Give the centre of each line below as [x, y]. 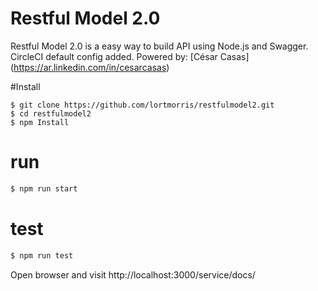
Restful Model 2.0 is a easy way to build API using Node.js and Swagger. [159, 46]
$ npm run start [44, 188]
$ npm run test [42, 255]
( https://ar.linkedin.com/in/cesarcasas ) [90, 67]
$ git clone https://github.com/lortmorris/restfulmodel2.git [142, 105]
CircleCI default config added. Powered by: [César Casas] [130, 56]
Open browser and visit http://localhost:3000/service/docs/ [133, 274]
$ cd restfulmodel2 [51, 113]
